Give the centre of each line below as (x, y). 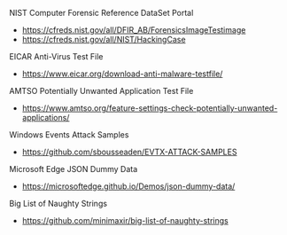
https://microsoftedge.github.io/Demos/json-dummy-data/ (128, 186)
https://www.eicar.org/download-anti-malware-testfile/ (122, 74)
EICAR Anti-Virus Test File (56, 56)
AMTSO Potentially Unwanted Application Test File (101, 91)
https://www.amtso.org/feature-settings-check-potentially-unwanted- (150, 108)
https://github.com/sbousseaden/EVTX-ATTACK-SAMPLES (129, 152)
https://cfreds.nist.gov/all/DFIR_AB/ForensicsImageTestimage (134, 30)
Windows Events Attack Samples (69, 135)
